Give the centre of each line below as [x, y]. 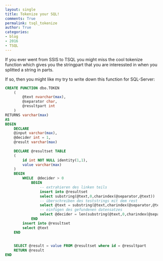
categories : [17, 32]
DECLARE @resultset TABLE [40, 151]
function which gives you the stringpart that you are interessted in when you [81, 65]
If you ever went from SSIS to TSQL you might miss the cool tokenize [74, 59]
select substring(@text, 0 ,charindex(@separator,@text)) [97, 196]
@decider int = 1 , [32, 138]
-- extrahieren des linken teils [73, 187]
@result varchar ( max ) [35, 142]
